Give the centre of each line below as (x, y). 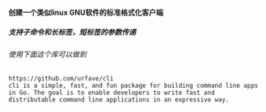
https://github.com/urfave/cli (61, 79)
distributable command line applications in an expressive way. (119, 100)
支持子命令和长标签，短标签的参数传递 (72, 32)
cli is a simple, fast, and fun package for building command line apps (133, 86)
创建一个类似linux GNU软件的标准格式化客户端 (86, 12)
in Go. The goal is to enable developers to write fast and (112, 93)
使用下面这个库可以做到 (47, 54)
